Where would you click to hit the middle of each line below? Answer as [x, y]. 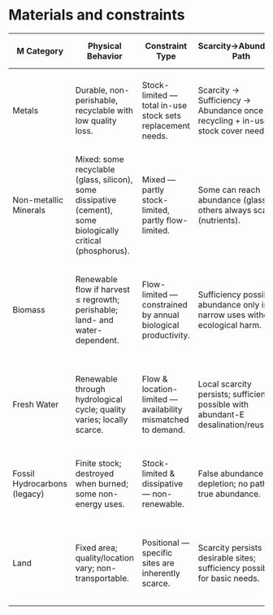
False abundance [231, 473]
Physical [105, 46]
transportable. [102, 578]
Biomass [29, 309]
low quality [96, 120]
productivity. [166, 335]
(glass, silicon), [104, 179]
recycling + [219, 120]
